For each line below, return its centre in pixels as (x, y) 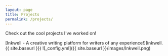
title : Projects (22, 14)
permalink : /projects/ (29, 19)
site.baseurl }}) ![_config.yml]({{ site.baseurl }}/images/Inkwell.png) (80, 48)
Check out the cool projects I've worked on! (51, 33)
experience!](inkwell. (141, 43)
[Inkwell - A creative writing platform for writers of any (62, 43)
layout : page (19, 10)
